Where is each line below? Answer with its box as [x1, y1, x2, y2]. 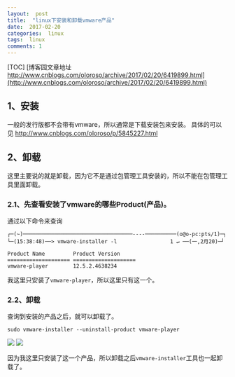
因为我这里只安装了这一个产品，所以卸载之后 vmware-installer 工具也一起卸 [7, 354, 223, 362]
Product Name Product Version [7, 250, 120, 257]
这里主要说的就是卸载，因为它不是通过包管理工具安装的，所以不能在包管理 [7, 171, 222, 179]
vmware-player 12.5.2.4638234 [7, 262, 117, 270]
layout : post [7, 10, 49, 18]
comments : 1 [7, 43, 42, 50]
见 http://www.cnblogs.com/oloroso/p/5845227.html [7, 129, 158, 137]
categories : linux [7, 29, 64, 37]
